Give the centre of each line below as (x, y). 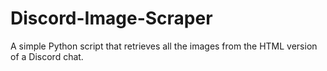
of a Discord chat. (47, 56)
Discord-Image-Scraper (111, 18)
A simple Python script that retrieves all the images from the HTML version (164, 46)
